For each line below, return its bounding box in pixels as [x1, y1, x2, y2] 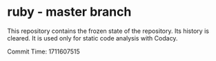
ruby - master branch [7, 4, 132, 20]
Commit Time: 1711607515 [7, 47, 81, 56]
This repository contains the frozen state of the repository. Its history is [7, 27, 209, 35]
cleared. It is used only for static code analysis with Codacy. [7, 34, 178, 42]
